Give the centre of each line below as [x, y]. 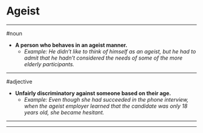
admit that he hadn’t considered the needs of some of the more [103, 58]
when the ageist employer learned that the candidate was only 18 [106, 106]
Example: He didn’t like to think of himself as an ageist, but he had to [110, 51]
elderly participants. [49, 64]
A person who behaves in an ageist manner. [71, 45]
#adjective [19, 81]
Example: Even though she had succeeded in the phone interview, [106, 99]
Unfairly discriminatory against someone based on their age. [93, 93]
